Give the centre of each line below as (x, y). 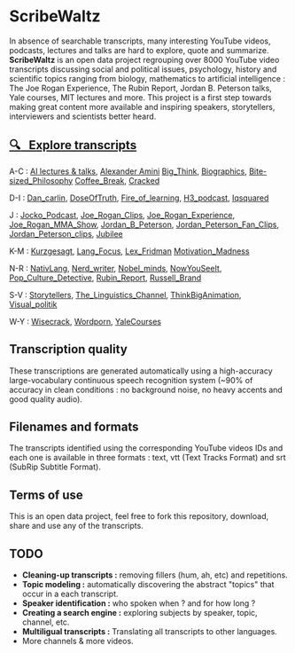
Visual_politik (33, 304)
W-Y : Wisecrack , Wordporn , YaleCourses (85, 321)
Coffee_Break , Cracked (117, 180)
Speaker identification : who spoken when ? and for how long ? (139, 603)
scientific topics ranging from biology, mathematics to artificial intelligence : (147, 78)
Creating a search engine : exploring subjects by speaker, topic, (140, 613)
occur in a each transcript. (70, 594)
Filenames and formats (74, 426)
